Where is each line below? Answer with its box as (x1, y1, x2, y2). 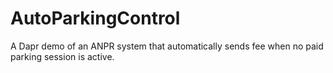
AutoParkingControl (10, 7, 181, 30)
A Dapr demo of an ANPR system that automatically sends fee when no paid (10, 40, 324, 52)
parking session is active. (10, 50, 115, 62)
